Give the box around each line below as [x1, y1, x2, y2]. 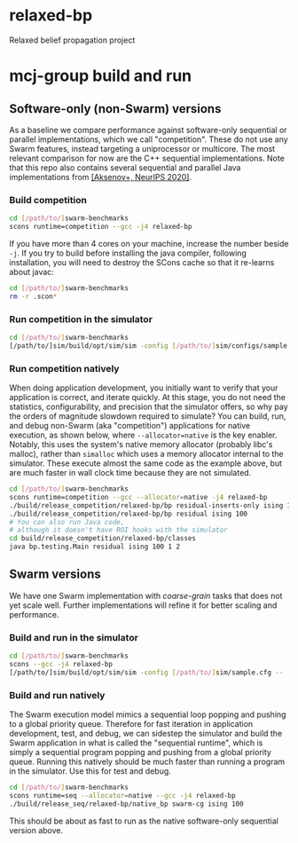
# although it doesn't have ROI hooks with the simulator [9, 525, 228, 535]
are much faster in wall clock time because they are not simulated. [9, 468, 252, 478]
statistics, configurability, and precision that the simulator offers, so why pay [9, 401, 288, 413]
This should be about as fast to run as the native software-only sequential [9, 815, 279, 826]
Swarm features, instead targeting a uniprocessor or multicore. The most [9, 143, 276, 154]
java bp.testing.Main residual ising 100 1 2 [9, 542, 180, 551]
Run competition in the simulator [9, 312, 153, 325]
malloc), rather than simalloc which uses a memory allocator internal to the [9, 449, 284, 460]
